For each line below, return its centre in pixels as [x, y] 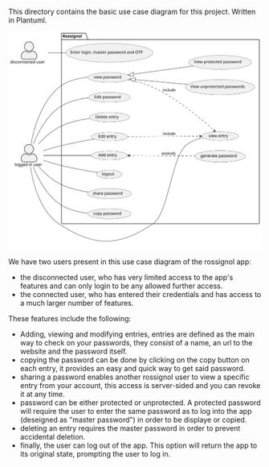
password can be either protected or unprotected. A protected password [140, 403]
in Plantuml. [28, 20]
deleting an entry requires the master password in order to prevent [130, 428]
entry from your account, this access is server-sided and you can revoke [140, 385]
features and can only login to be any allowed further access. [121, 286]
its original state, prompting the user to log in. [95, 453]
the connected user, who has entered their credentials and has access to [141, 294]
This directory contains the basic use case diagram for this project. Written [132, 12]
